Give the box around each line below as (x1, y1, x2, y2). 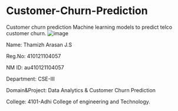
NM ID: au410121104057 (6, 63, 64, 71)
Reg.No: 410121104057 (6, 52, 61, 59)
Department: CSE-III (6, 75, 55, 82)
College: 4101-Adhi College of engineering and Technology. (6, 98, 150, 105)
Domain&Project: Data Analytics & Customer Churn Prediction (6, 86, 156, 93)
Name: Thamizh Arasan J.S (6, 41, 72, 48)
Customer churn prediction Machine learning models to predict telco (6, 23, 173, 31)
